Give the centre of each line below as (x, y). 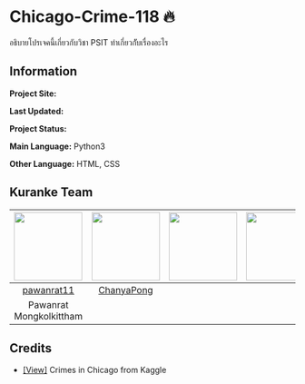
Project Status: (38, 128)
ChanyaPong (126, 290)
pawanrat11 (49, 290)
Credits (31, 348)
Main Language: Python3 (58, 146)
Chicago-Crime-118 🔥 (92, 17)
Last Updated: (37, 111)
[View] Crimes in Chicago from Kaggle (94, 370)
